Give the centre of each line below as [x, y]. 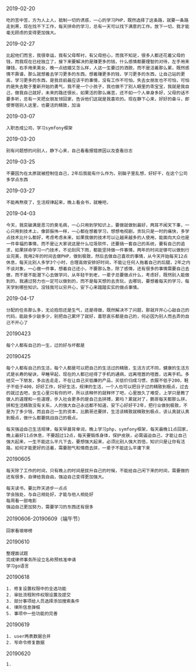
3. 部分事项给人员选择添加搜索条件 [43, 601]
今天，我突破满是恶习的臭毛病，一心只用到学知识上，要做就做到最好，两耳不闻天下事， [96, 225]
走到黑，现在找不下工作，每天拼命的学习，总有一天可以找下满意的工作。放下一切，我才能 [98, 26]
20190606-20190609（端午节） [45, 519]
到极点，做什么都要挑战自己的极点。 [43, 418]
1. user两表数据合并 [28, 636]
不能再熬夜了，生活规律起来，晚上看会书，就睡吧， [59, 202]
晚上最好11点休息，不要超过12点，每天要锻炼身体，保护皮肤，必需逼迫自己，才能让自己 [97, 436]
